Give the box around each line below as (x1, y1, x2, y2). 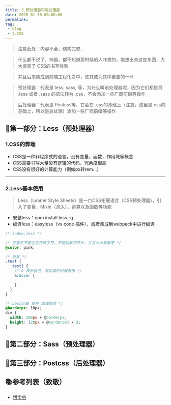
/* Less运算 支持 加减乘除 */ (5, 301, 64, 306)
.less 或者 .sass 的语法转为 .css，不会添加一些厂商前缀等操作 (17, 91, 146, 97)
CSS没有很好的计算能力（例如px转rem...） (12, 166, 102, 172)
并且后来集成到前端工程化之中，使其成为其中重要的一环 (17, 74, 134, 79)
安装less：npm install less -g (12, 214, 73, 220)
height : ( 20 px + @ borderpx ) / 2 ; (10, 320, 81, 325)
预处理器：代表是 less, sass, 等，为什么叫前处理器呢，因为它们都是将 (17, 84, 163, 91)
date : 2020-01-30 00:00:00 (5, 12, 63, 17)
